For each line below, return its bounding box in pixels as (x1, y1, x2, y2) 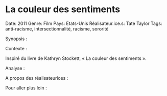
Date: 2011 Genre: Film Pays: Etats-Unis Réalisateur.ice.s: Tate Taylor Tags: (5, 20, 162, 26)
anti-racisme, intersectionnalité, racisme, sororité (5, 25, 109, 31)
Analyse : (5, 65, 25, 71)
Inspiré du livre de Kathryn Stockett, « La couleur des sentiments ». (5, 55, 147, 61)
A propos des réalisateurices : (5, 75, 68, 81)
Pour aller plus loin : (5, 85, 47, 91)
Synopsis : (5, 36, 28, 42)
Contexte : (5, 45, 27, 51)
